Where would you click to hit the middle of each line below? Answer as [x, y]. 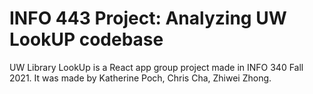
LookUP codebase [86, 39]
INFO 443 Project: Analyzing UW [148, 18]
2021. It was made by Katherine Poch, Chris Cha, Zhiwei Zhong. [140, 78]
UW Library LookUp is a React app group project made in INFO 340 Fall [156, 67]
